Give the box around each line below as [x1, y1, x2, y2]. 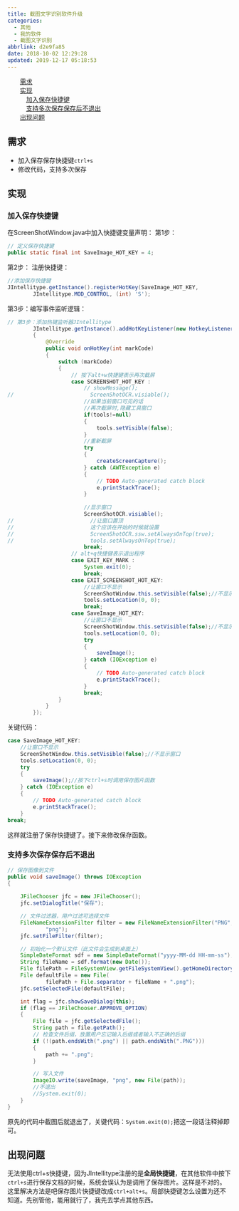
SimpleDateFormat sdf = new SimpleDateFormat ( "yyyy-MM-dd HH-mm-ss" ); [20, 952, 234, 959]
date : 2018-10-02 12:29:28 [7, 51, 87, 58]
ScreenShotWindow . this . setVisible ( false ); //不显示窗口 [20, 750, 181, 757]
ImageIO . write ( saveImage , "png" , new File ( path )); [33, 1077, 186, 1084]
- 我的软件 [14, 30, 42, 38]
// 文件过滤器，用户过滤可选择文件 [20, 913, 110, 920]
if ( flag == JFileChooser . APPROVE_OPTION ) [20, 1004, 148, 1012]
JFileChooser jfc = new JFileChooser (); [20, 893, 142, 900]
